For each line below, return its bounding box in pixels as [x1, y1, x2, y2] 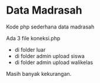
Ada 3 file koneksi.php [6, 34, 61, 41]
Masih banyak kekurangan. [6, 70, 72, 77]
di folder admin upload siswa [14, 52, 85, 59]
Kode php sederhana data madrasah [6, 23, 95, 30]
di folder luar [14, 46, 46, 53]
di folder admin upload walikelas [14, 59, 93, 66]
